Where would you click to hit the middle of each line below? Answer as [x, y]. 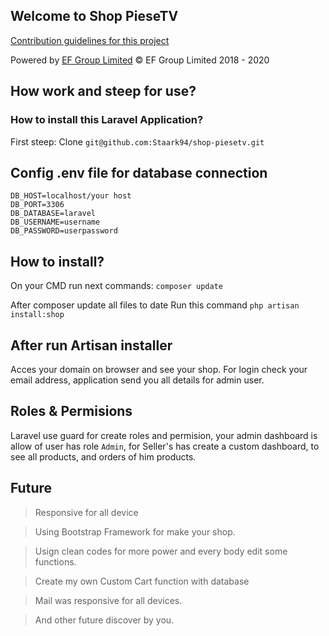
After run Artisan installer [91, 345]
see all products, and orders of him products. [103, 456]
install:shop [37, 315]
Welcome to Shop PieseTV [94, 16]
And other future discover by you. [104, 620]
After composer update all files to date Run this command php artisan [155, 305]
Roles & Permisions [71, 411]
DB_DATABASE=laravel [53, 214]
